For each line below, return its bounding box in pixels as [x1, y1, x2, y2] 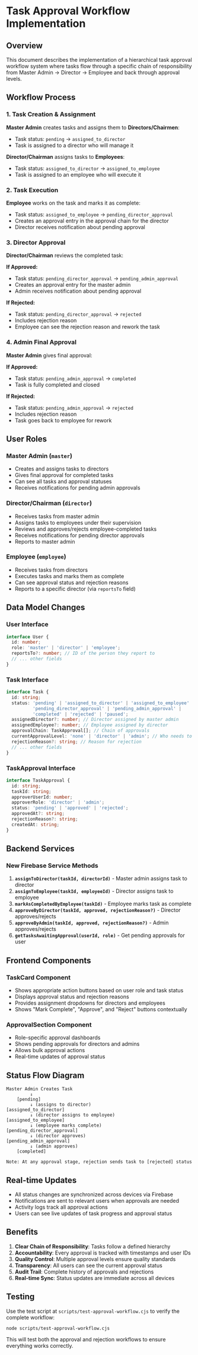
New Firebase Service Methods [6, 861, 99, 870]
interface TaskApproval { [6, 777, 70, 783]
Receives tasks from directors [14, 566, 88, 573]
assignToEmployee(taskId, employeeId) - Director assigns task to [14, 887, 174, 895]
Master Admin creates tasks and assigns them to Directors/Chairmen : [6, 124, 180, 131]
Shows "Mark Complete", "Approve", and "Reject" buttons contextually [14, 1006, 188, 1013]
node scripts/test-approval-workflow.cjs [6, 1325, 110, 1331]
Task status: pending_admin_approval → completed [14, 375, 136, 382]
